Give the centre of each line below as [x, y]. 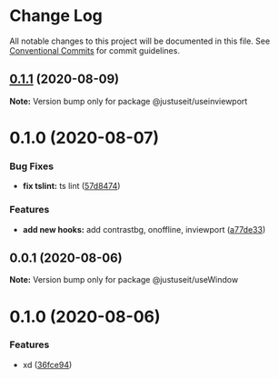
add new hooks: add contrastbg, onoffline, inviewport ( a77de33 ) [144, 229]
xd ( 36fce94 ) [47, 364]
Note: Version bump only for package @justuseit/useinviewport [129, 101]
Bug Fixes [32, 166]
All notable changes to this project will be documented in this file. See [140, 41]
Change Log [56, 16]
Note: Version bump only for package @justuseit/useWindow [124, 280]
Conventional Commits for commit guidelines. [95, 50]
